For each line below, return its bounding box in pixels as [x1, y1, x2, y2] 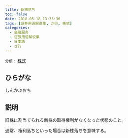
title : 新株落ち [5, 7, 35, 12]
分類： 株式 [5, 57, 26, 64]
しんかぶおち [5, 87, 31, 93]
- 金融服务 [9, 30, 29, 35]
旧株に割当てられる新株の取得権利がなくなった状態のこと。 [5, 117, 126, 123]
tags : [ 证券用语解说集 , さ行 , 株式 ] [5, 21, 72, 26]
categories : [5, 26, 30, 30]
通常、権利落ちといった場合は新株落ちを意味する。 [5, 128, 109, 134]
